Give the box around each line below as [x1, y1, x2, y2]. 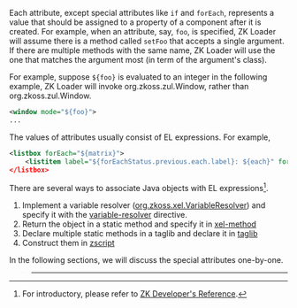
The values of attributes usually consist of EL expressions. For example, [9, 132, 271, 142]
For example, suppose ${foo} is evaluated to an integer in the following [9, 72, 268, 82]
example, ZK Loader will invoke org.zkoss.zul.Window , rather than [9, 81, 249, 91]
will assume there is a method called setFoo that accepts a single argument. [9, 35, 285, 46]
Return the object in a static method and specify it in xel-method [21, 219, 256, 229]
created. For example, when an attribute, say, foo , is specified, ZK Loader [9, 27, 277, 36]
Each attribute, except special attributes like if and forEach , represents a [9, 8, 275, 18]
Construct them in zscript [21, 238, 115, 249]
